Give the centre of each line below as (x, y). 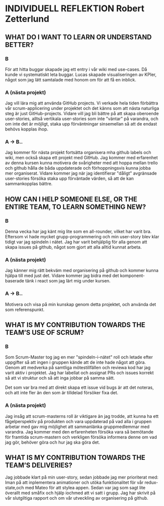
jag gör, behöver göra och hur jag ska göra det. (53, 442)
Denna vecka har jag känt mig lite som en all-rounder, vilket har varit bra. (78, 231)
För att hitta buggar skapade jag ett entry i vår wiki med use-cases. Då (76, 69)
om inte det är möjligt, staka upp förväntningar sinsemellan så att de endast (81, 124)
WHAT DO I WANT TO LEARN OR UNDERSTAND (78, 37)
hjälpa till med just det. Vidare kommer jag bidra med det (62, 276)
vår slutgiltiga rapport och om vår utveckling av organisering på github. (77, 498)
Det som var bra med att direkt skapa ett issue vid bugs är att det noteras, (80, 387)
